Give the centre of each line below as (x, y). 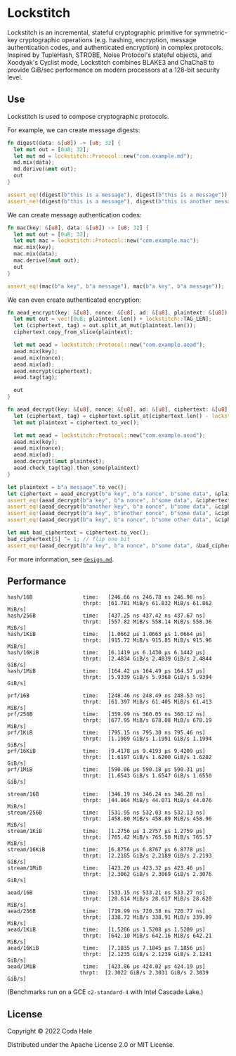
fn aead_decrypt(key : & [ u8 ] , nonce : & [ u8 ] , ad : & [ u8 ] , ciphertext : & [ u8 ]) (119, 409)
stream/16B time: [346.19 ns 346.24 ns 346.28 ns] (106, 794)
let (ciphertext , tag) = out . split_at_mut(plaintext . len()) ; (105, 326)
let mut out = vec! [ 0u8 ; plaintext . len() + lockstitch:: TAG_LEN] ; (113, 319)
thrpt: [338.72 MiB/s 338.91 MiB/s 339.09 (147, 917)
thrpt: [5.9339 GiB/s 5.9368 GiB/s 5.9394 (147, 678)
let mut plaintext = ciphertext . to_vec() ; (77, 422)
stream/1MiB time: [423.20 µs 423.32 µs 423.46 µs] (106, 868)
